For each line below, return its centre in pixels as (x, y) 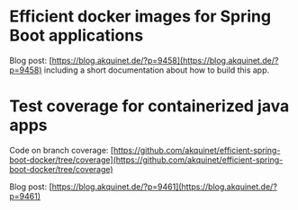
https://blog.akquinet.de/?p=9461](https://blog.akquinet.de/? (164, 187)
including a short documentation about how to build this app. (157, 70)
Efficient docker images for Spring (140, 17)
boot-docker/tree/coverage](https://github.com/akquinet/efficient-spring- (146, 160)
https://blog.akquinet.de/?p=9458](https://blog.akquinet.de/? (165, 60)
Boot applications (77, 35)
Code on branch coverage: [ (62, 150)
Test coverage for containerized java (149, 106)
